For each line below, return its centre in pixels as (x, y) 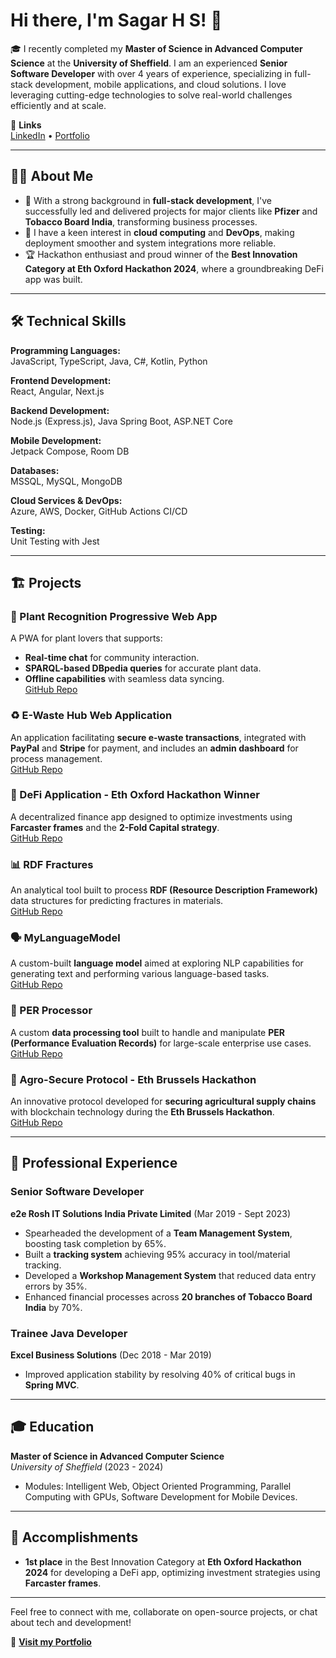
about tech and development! (71, 1622)
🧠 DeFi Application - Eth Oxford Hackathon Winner (135, 795)
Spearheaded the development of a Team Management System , (158, 1233)
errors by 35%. (56, 1286)
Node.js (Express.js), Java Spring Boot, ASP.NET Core (121, 421)
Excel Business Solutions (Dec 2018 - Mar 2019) (111, 1355)
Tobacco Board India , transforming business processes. (141, 221)
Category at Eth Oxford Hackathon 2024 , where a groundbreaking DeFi (174, 268)
